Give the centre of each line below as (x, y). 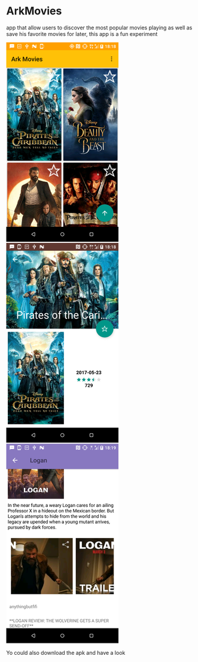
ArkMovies (34, 11)
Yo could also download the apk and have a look (66, 652)
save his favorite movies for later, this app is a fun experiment (82, 34)
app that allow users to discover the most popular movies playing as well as (99, 28)
